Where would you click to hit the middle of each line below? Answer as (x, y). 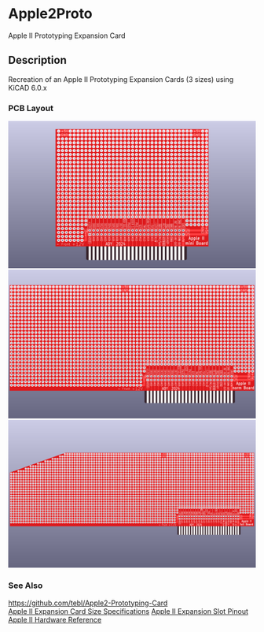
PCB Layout (31, 108)
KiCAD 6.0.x (27, 87)
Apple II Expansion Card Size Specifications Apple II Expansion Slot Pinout (128, 611)
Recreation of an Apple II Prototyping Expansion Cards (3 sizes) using (121, 79)
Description (37, 60)
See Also (26, 586)
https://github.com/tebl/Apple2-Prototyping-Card (88, 603)
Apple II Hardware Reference (55, 619)
